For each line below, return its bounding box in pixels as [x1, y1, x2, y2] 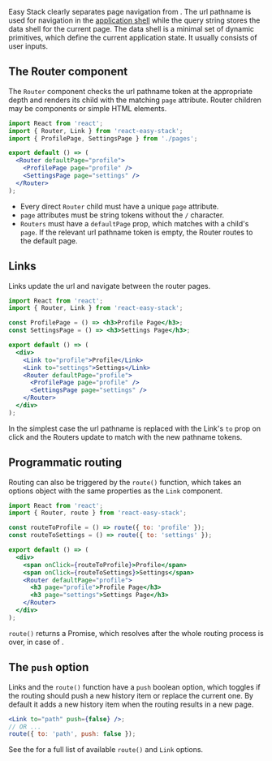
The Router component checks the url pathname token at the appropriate [8, 86, 253, 96]
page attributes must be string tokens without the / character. [19, 210, 225, 220]
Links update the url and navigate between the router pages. [8, 281, 211, 290]
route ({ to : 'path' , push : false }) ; [8, 730, 136, 738]
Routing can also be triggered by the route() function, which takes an [8, 477, 242, 487]
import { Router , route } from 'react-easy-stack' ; [8, 509, 187, 518]
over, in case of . [8, 637, 64, 647]
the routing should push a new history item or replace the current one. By [8, 690, 254, 700]
